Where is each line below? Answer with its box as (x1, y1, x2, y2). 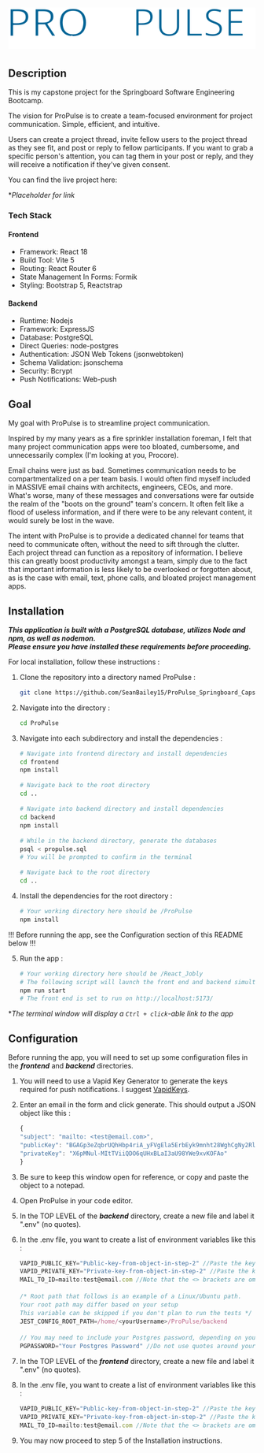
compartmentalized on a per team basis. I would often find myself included (8, 474, 251, 484)
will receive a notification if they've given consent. (8, 160, 170, 169)
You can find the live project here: (8, 175, 118, 184)
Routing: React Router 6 (19, 264, 97, 273)
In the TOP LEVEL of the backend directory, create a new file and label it (19, 1211, 255, 1221)
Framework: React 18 (19, 247, 88, 257)
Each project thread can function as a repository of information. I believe (8, 548, 244, 558)
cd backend (19, 813, 56, 821)
